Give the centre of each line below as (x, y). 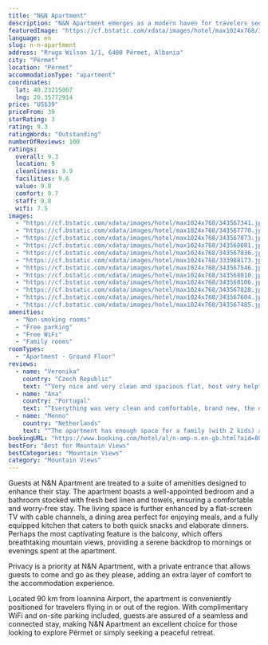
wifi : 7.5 (32, 208)
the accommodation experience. (61, 584)
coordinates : (30, 82)
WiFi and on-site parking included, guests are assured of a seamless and (128, 616)
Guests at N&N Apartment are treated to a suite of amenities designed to (127, 483)
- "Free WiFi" (39, 334)
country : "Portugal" (57, 401)
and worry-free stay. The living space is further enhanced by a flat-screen (130, 509)
